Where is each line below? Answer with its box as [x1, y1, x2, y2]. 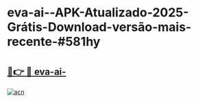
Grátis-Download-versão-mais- [7, 19, 192, 35]
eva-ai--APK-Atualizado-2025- [7, 5, 189, 21]
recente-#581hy [7, 34, 101, 49]
